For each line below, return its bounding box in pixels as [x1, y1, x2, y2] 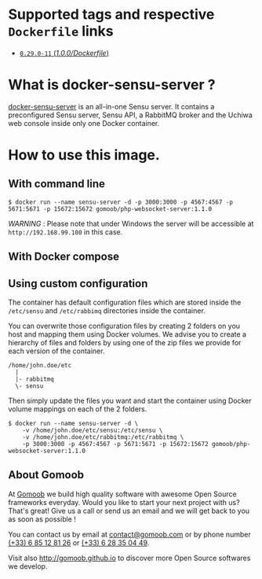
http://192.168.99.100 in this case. [8, 227, 123, 237]
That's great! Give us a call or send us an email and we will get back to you [8, 506, 249, 515]
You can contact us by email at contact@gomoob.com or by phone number [8, 529, 251, 539]
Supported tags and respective [8, 6, 215, 24]
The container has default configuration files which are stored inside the [8, 297, 242, 308]
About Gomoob [8, 468, 85, 481]
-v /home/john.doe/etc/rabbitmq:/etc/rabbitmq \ [22, 433, 184, 441]
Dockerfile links [8, 22, 114, 40]
